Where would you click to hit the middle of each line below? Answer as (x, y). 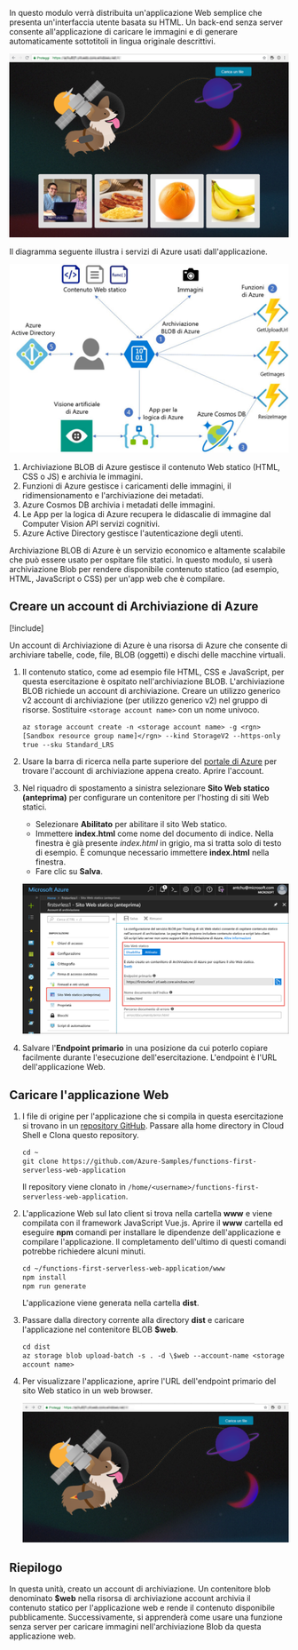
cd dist (36, 1347)
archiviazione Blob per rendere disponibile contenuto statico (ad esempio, (144, 569)
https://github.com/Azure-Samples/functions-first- (159, 1162)
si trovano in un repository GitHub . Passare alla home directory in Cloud (153, 1126)
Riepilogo (36, 1567)
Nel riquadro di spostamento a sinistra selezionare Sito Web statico (145, 788)
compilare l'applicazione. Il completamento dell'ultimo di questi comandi (154, 1242)
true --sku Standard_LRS (68, 745)
